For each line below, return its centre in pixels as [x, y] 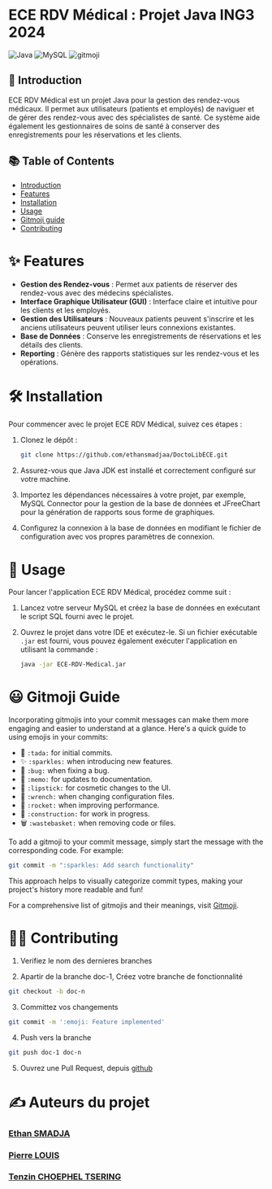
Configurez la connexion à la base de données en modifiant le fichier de [140, 528]
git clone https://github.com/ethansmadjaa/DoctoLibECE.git [124, 455]
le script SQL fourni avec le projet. [77, 617]
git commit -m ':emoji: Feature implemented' [86, 1022]
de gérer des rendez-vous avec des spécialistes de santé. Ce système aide [134, 117]
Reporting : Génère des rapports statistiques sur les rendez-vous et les [140, 353]
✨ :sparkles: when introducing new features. [96, 762]
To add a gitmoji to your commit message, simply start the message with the [136, 842]
